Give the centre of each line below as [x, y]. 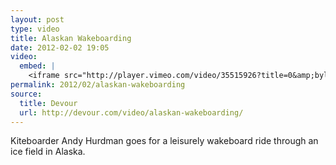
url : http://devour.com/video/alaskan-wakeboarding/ [131, 112]
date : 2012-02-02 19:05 [60, 47]
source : [26, 94]
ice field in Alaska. [48, 152]
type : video [35, 29]
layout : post [37, 19]
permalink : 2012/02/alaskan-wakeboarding [98, 85]
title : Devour [48, 103]
